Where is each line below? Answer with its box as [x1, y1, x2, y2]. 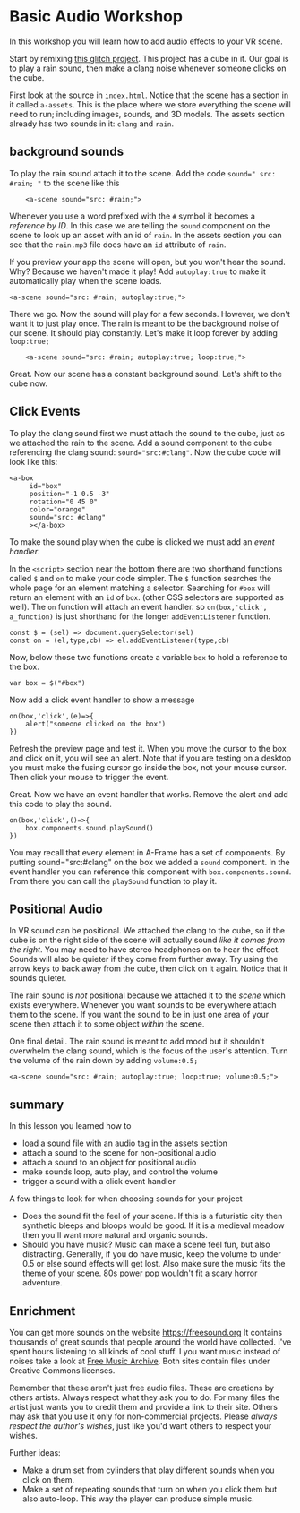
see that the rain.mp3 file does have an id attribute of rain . [9, 239, 227, 250]
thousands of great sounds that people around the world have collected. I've [9, 1337, 292, 1347]
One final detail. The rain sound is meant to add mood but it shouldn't [9, 1036, 265, 1047]
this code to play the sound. [9, 798, 112, 809]
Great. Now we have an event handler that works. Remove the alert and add [9, 788, 288, 799]
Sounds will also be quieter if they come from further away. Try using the [9, 954, 279, 965]
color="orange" [29, 504, 87, 514]
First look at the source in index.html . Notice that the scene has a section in [9, 90, 289, 100]
